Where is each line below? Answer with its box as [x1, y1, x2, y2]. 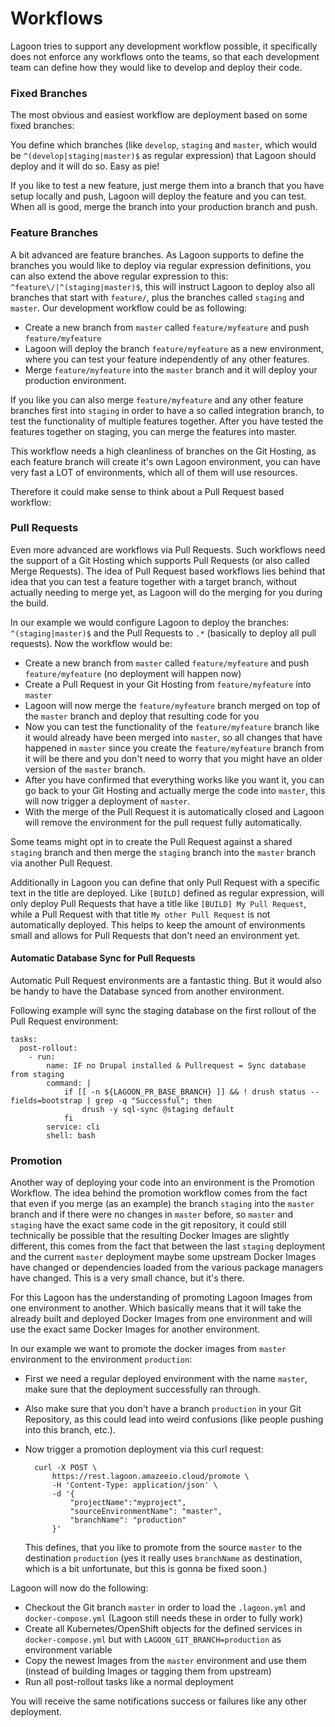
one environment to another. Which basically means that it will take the [10, 1302, 302, 1314]
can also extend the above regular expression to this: [10, 270, 229, 282]
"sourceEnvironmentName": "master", [69, 1507, 223, 1517]
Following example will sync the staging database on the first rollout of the [10, 1005, 317, 1017]
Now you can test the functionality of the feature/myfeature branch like [24, 720, 320, 732]
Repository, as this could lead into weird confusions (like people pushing [24, 1413, 324, 1426]
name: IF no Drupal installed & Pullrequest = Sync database [46, 1061, 307, 1071]
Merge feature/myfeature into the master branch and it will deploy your [24, 363, 318, 376]
